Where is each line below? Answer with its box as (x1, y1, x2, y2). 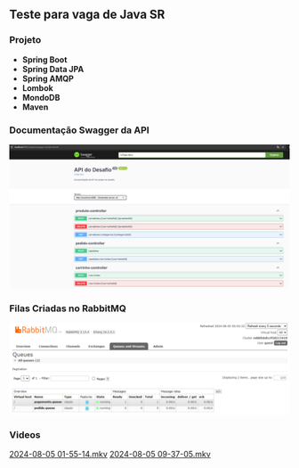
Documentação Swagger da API (9, 124, 149, 136)
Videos (9, 428, 41, 440)
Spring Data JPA (21, 63, 85, 74)
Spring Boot (21, 53, 68, 65)
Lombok (21, 82, 53, 93)
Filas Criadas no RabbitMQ (9, 302, 126, 315)
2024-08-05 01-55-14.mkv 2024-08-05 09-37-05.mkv (9, 448, 211, 459)
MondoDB (21, 92, 61, 103)
